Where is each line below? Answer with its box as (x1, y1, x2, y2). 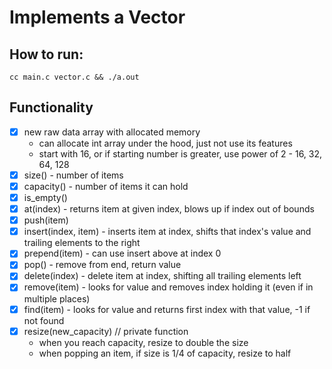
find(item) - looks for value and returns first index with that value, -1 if (23, 303, 311, 315)
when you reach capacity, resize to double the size (38, 336, 249, 348)
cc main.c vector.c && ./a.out (9, 72, 140, 82)
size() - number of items (23, 169, 124, 181)
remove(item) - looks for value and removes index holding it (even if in (23, 281, 314, 293)
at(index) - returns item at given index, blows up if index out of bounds (23, 203, 315, 215)
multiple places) (23, 292, 91, 305)
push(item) (23, 214, 69, 226)
